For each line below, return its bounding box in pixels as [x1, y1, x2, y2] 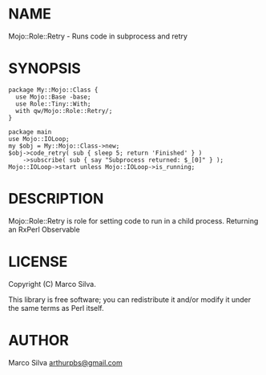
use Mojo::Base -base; [15, 93, 91, 101]
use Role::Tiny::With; [15, 99, 91, 108]
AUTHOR [8, 331, 70, 349]
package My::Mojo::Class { [8, 86, 99, 94]
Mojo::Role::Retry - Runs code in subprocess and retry [8, 31, 188, 41]
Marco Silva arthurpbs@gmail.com [8, 357, 123, 367]
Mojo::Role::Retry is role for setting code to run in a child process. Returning [8, 216, 259, 225]
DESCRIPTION [8, 190, 104, 208]
